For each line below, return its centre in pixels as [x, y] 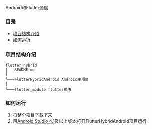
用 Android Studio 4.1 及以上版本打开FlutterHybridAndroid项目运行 [80, 121]
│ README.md [20, 70]
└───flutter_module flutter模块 [38, 89]
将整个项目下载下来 [32, 115]
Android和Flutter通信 [27, 7]
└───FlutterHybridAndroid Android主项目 [47, 79]
